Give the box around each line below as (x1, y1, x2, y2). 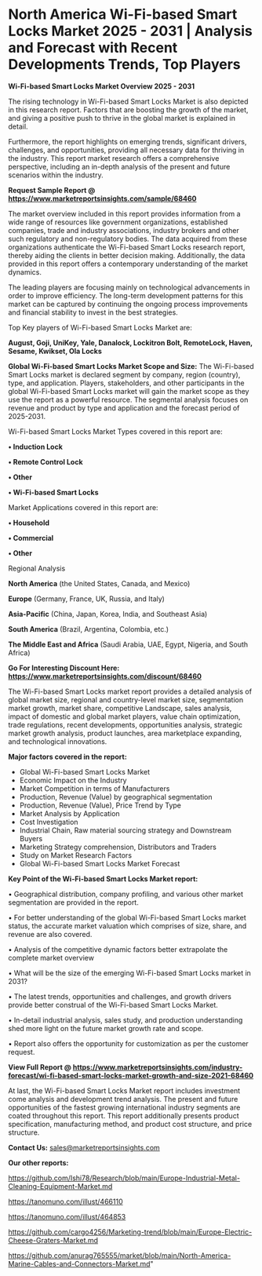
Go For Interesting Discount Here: (8, 663, 120, 673)
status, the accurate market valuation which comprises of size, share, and (8, 921, 247, 931)
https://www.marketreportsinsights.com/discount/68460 (8, 671, 202, 680)
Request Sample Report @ (8, 185, 96, 195)
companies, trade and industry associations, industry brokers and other (8, 225, 239, 235)
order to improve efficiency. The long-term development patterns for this (8, 290, 243, 300)
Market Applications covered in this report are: (8, 502, 158, 512)
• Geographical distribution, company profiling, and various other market (8, 889, 244, 899)
